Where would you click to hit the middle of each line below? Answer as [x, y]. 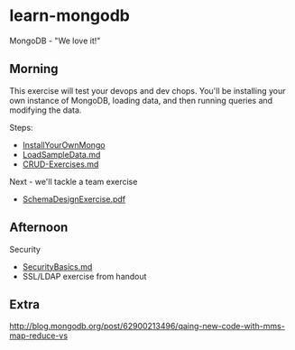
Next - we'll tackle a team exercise [74, 181]
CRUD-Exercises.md [60, 164]
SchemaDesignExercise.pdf [74, 198]
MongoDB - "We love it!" [55, 41]
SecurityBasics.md [57, 266]
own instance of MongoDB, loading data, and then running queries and [141, 100]
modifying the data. [46, 110]
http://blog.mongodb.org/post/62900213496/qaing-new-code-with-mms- [147, 327]
